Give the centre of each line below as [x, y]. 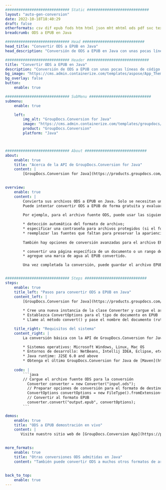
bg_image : [15, 74]
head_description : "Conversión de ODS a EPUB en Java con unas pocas [78, 51]
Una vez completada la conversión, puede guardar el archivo [87, 265]
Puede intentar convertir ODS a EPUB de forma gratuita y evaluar [93, 206]
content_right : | [32, 333]
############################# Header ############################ [77, 60]
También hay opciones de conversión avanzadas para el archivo [89, 243]
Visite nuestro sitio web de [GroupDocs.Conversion [75, 434]
